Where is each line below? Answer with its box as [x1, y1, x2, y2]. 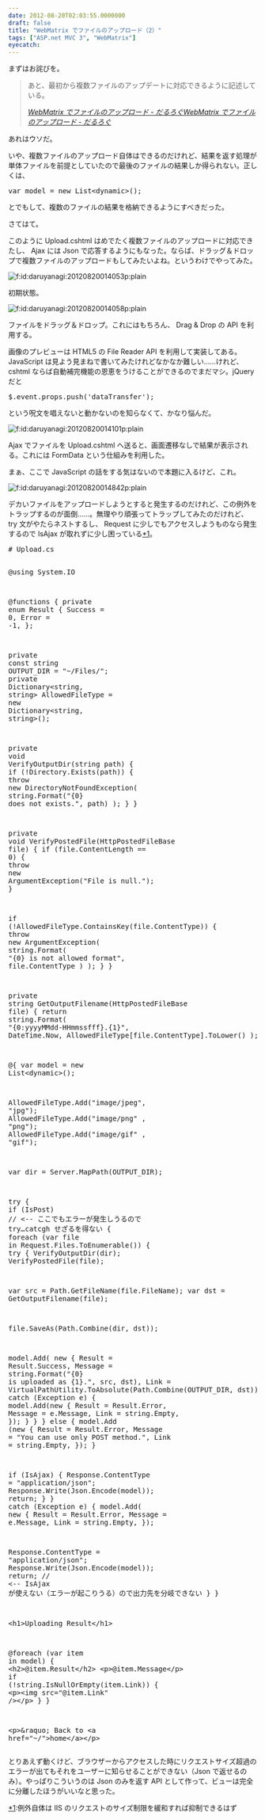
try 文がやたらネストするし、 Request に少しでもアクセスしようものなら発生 [8, 520, 257, 529]
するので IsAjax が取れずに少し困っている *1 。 [8, 529, 157, 539]
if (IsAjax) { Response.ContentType [8, 1471, 150, 1479]
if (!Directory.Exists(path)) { [8, 767, 134, 777]
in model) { [8, 1657, 55, 1666]
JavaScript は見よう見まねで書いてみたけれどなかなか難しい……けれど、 [8, 357, 244, 367]
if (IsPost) [8, 1205, 55, 1214]
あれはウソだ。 [8, 134, 57, 143]
